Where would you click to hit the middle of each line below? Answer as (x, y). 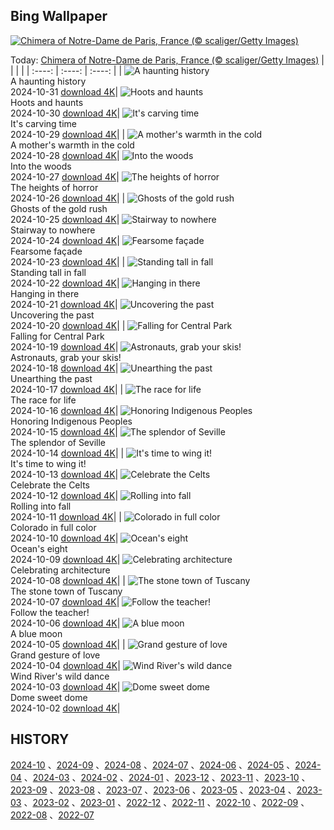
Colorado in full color (53, 527)
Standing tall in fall (48, 272)
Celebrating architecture (60, 570)
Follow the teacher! (50, 612)
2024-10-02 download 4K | (65, 708)
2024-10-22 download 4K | (65, 283)
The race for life (43, 400)
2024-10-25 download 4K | (65, 219)
